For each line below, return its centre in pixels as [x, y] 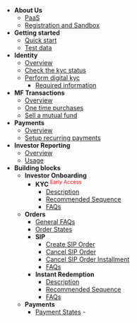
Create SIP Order [70, 244]
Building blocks [37, 168]
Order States [54, 229]
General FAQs [55, 221]
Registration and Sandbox [62, 25]
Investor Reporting [42, 145]
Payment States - [60, 312]
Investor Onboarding [55, 175]
